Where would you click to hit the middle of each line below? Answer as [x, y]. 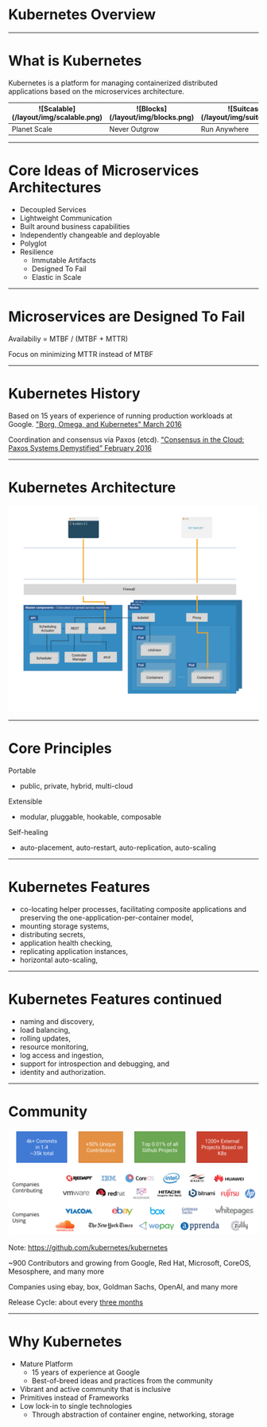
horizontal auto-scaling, [58, 960]
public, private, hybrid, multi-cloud [76, 786]
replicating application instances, [74, 952]
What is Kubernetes [75, 61]
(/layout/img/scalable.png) [57, 118]
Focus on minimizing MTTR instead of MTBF [81, 354]
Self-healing [28, 832]
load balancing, [45, 1030]
